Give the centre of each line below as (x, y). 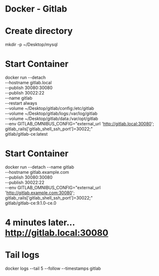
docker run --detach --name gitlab (40, 167)
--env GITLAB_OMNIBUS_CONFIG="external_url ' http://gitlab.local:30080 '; (79, 124)
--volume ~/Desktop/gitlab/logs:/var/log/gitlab (51, 114)
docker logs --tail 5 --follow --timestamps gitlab (53, 268)
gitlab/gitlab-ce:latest (26, 134)
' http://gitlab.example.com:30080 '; (40, 193)
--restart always (21, 103)
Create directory (39, 31)
